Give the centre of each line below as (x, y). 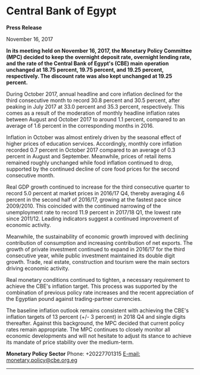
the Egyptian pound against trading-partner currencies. (74, 299)
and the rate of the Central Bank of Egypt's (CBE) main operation (87, 63)
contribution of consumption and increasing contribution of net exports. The (99, 242)
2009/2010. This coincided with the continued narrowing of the (84, 206)
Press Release (24, 27)
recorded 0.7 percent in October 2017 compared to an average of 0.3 (91, 150)
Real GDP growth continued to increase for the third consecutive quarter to (98, 187)
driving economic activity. (38, 268)
